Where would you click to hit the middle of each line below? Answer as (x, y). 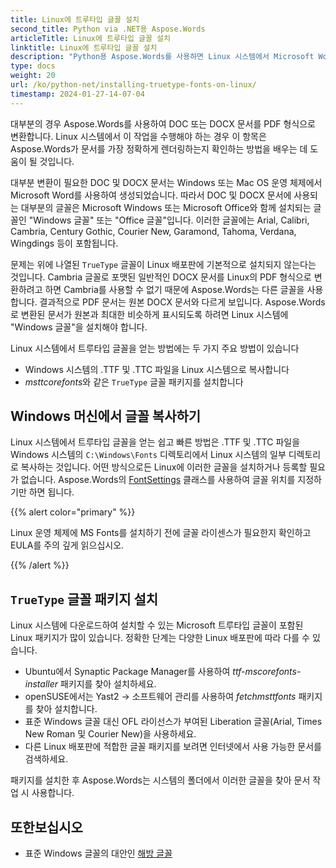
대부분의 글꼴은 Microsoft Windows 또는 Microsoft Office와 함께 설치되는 (166, 207)
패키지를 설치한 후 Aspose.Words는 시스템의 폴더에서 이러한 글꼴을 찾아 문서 (160, 780)
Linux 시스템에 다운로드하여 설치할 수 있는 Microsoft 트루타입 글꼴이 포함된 (157, 625)
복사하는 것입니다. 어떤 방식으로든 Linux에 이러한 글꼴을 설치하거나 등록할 (164, 467)
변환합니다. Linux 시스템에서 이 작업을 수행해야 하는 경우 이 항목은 (138, 136)
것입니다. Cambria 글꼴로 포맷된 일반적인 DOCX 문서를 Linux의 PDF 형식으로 (161, 277)
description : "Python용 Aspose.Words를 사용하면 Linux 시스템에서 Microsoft (162, 57)
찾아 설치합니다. (66, 709)
